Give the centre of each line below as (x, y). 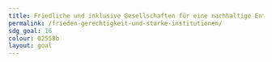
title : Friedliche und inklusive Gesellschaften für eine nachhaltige (130, 16)
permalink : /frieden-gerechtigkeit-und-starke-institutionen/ (115, 23)
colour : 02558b (34, 38)
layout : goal (30, 46)
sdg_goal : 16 (30, 31)
